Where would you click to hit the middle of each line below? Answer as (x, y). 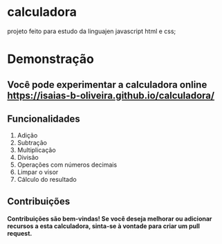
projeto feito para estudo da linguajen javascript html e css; (92, 31)
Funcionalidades (44, 119)
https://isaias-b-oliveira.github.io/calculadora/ (111, 95)
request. (20, 234)
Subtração (32, 143)
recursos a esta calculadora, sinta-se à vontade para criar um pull (104, 226)
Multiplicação (37, 150)
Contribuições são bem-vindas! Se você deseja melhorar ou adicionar (110, 219)
